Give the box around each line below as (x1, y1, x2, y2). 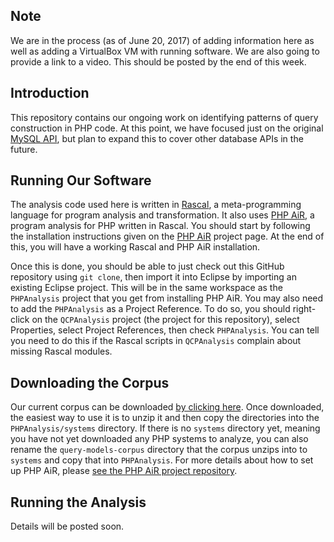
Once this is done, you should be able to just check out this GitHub (10, 260, 285, 273)
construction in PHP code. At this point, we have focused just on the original (10, 122, 324, 134)
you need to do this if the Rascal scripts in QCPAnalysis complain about (10, 335, 302, 347)
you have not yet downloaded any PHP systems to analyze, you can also (10, 433, 309, 445)
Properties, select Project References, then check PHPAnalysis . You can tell (10, 324, 320, 336)
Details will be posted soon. (10, 520, 125, 533)
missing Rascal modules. (10, 345, 113, 358)
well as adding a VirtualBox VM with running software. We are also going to (10, 45, 320, 57)
